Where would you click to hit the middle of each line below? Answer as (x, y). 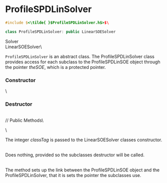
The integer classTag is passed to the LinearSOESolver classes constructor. (84, 140)
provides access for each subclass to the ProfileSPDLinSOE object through (83, 62)
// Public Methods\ (24, 120)
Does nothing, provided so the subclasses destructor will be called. (75, 155)
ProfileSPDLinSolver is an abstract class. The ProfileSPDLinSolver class (80, 56)
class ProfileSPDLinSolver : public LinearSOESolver (60, 32)
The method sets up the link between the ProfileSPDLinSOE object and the (82, 170)
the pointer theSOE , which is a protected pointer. (56, 67)
